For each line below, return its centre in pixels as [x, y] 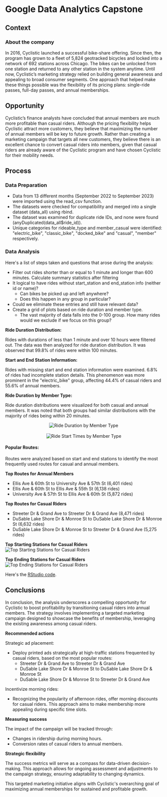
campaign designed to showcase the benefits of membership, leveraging [80, 618]
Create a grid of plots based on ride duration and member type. [78, 310]
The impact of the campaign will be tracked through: [59, 729]
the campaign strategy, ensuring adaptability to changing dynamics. [75, 774]
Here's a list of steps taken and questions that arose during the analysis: [79, 262]
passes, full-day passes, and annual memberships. [57, 90]
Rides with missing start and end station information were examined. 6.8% [82, 370]
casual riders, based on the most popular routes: [62, 658]
